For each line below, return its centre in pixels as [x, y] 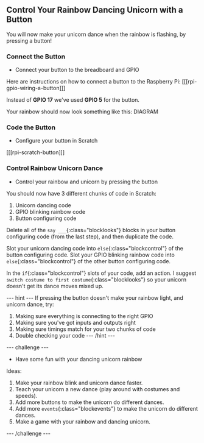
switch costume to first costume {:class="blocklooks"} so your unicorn [97, 279]
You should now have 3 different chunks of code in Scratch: [81, 193]
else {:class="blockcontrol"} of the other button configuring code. [89, 261]
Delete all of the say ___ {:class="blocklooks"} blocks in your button [91, 230]
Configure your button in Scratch [56, 141]
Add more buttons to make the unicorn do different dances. [90, 402]
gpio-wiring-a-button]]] [36, 88]
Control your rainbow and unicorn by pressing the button [86, 182]
